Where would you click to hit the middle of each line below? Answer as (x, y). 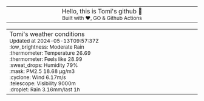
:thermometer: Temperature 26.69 (50, 53)
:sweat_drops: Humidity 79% (44, 65)
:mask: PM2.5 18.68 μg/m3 (42, 71)
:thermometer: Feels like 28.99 (46, 59)
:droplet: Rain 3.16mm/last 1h (45, 90)
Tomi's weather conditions (47, 34)
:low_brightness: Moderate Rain (47, 47)
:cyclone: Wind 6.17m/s (38, 78)
